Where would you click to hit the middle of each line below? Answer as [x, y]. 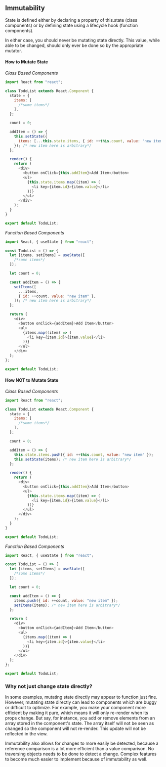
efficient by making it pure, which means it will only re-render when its [77, 713]
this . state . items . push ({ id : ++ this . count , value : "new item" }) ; [84, 454]
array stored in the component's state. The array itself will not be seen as [80, 723]
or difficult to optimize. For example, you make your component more [76, 708]
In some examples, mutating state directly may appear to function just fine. [81, 697]
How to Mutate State [27, 62]
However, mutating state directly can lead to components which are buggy [81, 702]
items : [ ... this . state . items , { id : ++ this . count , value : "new [85, 141]
